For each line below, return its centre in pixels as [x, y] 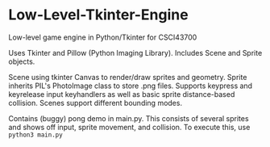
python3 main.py [35, 135]
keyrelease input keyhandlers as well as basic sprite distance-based [122, 94]
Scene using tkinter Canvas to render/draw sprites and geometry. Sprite [128, 77]
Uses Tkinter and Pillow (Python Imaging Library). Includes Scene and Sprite [135, 52]
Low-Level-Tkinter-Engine [98, 15]
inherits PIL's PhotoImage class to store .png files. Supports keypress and [130, 86]
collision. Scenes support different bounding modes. [96, 103]
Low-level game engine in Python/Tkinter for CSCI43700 [103, 37]
